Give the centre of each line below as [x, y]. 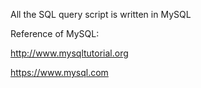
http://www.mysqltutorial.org [69, 53]
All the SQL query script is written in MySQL [101, 14]
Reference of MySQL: [55, 33]
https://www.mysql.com [59, 72]
